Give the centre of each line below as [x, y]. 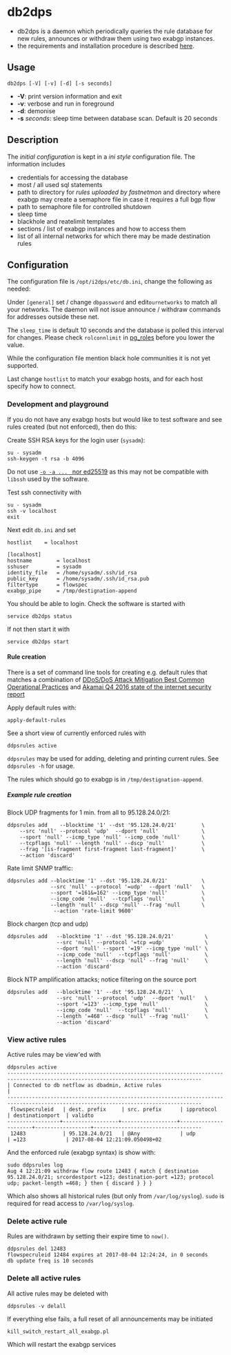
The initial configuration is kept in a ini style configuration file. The [101, 157]
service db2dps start [38, 642]
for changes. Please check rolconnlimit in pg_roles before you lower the [111, 338]
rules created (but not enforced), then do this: [72, 427]
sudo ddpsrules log [35, 1165]
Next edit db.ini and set [42, 529]
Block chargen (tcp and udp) [48, 924]
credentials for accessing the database [72, 177]
